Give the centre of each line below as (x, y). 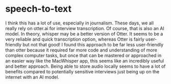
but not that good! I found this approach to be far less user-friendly (93, 44)
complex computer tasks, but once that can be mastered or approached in (83, 55)
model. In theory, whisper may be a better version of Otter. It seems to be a (84, 34)
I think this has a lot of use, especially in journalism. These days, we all (80, 23)
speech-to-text (38, 9)
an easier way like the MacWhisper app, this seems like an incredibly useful (85, 61)
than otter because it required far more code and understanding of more (81, 50)
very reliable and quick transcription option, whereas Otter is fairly (75, 39)
